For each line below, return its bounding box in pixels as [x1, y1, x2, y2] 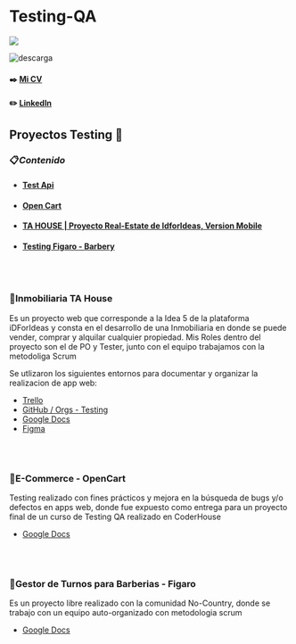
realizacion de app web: [9, 377, 98, 388]
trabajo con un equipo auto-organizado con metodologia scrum [9, 607, 243, 618]
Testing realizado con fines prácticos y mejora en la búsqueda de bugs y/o [9, 492, 284, 503]
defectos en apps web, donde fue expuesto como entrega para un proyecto [9, 502, 288, 513]
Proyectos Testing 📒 [9, 127, 123, 142]
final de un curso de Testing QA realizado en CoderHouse [9, 511, 221, 523]
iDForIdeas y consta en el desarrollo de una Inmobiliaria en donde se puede [9, 322, 287, 333]
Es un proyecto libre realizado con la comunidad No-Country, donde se [9, 598, 271, 608]
